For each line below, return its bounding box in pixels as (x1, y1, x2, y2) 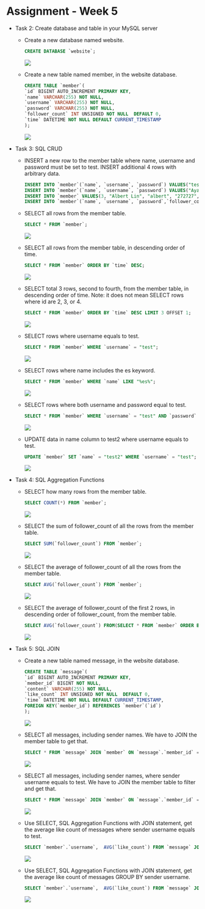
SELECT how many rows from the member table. (24, 488, 147, 495)
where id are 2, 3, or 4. (24, 298, 82, 305)
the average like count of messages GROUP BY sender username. (24, 873, 190, 880)
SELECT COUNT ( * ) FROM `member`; (24, 500, 107, 506)
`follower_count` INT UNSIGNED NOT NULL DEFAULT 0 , (24, 111, 162, 117)
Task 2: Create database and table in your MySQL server (15, 24, 158, 32)
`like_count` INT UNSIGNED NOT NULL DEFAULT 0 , (24, 691, 151, 698)
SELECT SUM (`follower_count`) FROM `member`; (24, 541, 142, 547)
